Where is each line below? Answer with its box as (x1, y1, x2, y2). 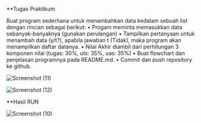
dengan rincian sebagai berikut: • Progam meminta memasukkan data (6, 24, 183, 31)
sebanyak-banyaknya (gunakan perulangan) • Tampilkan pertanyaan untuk (6, 30, 195, 37)
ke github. (6, 62, 32, 70)
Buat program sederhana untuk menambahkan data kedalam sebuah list (6, 17, 188, 24)
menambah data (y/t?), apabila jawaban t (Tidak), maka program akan (6, 37, 181, 43)
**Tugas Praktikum (6, 6, 56, 12)
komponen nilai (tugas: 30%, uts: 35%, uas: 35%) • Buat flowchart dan (6, 50, 185, 57)
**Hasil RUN (6, 98, 39, 105)
